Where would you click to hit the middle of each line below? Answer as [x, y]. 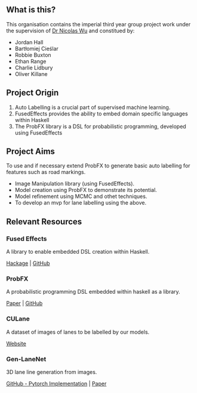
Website [16, 343]
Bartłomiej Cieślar [36, 48]
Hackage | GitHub [28, 263]
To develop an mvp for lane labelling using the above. [81, 203]
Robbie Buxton [33, 55]
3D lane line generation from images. [52, 372]
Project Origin [33, 93]
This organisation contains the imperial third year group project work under [98, 24]
